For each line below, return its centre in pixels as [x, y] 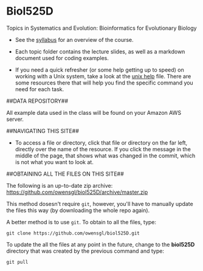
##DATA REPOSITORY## [37, 101]
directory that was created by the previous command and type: [85, 251]
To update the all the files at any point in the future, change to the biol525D [101, 244]
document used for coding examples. [62, 58]
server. [15, 119]
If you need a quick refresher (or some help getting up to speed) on [99, 70]
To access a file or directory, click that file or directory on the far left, [101, 142]
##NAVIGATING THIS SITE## [43, 131]
